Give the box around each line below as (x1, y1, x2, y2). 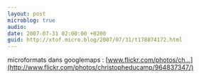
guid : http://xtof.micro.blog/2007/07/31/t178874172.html (7, 37, 183, 44)
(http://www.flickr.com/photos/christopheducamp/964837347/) (7, 63, 194, 72)
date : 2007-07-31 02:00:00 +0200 (7, 30, 107, 37)
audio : (7, 23, 27, 30)
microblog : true (7, 17, 55, 24)
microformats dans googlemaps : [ (7, 56, 109, 64)
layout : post (7, 10, 46, 18)
